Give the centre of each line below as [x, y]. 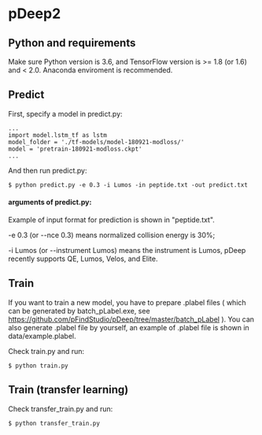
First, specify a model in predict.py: [66, 113]
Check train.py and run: [46, 351]
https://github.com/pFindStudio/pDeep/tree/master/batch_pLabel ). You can [131, 319]
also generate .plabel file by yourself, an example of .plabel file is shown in [129, 327]
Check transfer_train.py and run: [61, 409]
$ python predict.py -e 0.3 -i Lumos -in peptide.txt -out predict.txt [128, 185]
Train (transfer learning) [68, 390]
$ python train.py [38, 366]
